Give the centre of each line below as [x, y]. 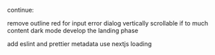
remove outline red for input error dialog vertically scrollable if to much [108, 23]
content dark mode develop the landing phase [73, 31]
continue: [21, 10]
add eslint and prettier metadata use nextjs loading [80, 44]
